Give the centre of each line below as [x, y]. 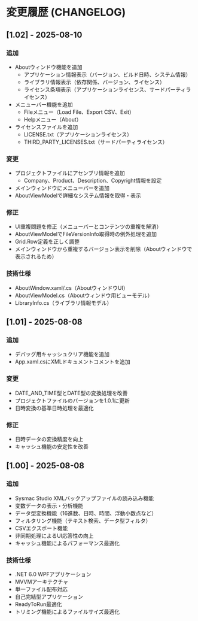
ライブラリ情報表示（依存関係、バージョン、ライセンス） [95, 82]
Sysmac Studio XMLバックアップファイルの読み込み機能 [84, 498]
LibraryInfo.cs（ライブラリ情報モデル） [63, 302]
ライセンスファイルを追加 [46, 127]
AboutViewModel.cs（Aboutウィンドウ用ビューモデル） [84, 295]
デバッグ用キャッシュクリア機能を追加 [62, 355]
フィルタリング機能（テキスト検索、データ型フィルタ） [83, 520]
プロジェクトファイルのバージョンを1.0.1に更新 [72, 400]
